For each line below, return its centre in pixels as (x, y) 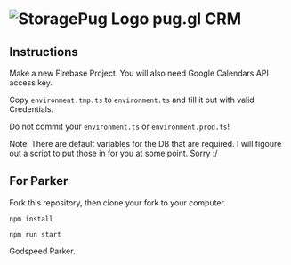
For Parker (39, 181)
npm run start (36, 234)
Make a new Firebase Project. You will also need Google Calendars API (139, 73)
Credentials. (32, 109)
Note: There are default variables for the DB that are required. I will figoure (145, 144)
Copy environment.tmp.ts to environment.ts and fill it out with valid (132, 100)
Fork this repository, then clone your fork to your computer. (118, 202)
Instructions (44, 52)
